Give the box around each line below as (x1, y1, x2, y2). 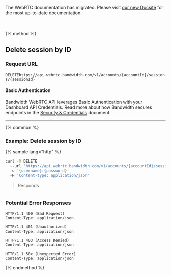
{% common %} (5, 124, 39, 130)
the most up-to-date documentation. (5, 10, 82, 16)
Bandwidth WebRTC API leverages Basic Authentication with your (5, 99, 143, 105)
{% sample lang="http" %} (5, 149, 62, 155)
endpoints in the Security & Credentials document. (5, 109, 111, 116)
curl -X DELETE (5, 158, 38, 164)
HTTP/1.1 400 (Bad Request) (5, 211, 65, 216)
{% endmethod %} (5, 264, 45, 270)
